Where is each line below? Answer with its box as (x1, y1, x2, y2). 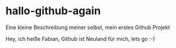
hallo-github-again (5, 4, 101, 18)
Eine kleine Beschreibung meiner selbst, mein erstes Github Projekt (5, 24, 170, 31)
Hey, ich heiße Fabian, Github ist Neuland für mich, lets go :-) (5, 35, 155, 42)
